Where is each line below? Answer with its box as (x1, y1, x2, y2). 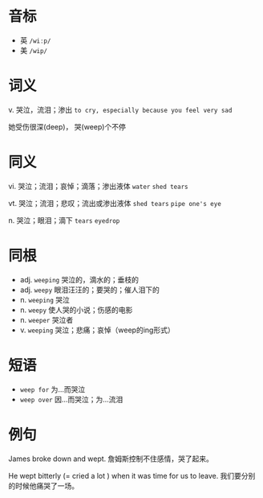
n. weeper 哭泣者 (19, 315, 74, 324)
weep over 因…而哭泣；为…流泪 (19, 394, 123, 404)
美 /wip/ (19, 45, 48, 55)
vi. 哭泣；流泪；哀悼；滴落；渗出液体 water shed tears (8, 181, 188, 191)
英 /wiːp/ (19, 35, 51, 45)
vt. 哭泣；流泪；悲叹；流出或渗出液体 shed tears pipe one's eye (8, 198, 222, 208)
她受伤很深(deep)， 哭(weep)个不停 (8, 121, 126, 131)
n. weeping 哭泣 (19, 294, 71, 304)
